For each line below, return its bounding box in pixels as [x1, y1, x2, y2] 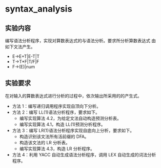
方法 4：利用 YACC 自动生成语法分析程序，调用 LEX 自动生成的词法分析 [12, 151, 156, 157]
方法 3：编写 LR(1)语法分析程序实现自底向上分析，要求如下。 [12, 127, 135, 133]
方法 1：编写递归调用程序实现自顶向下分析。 [12, 103, 101, 109]
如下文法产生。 [5, 44, 35, 50]
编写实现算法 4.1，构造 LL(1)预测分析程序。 [19, 121, 106, 127]
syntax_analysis [5, 3, 72, 15]
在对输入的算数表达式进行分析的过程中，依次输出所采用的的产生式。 [5, 93, 142, 99]
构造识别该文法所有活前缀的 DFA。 [19, 134, 89, 139]
